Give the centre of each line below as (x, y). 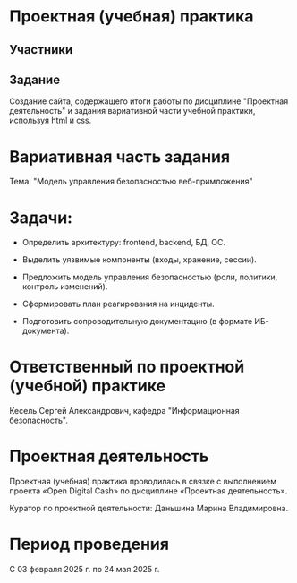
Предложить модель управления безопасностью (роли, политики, (150, 277)
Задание (35, 79)
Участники (41, 50)
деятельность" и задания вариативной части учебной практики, (132, 111)
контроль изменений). (65, 287)
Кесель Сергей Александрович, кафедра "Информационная (124, 411)
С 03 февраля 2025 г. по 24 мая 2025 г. (85, 570)
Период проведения (89, 544)
